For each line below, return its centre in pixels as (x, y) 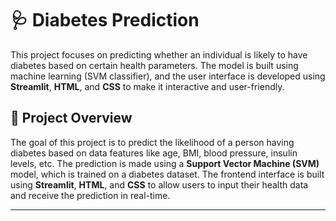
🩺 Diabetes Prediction (105, 20)
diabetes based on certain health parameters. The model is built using (154, 65)
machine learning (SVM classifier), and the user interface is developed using (168, 76)
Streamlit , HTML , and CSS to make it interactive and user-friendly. (147, 86)
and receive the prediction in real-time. (90, 195)
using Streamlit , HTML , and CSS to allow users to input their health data (159, 184)
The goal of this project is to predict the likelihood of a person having (152, 142)
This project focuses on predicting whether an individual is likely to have (159, 54)
